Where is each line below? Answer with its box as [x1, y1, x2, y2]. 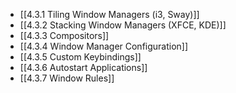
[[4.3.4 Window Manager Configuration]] [19, 40, 189, 52]
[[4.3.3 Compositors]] [19, 30, 110, 41]
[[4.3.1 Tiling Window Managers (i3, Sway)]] [19, 9, 200, 20]
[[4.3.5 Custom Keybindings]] [19, 51, 142, 63]
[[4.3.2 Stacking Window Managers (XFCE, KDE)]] [19, 19, 227, 31]
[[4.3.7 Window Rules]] [19, 72, 115, 84]
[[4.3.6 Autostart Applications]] [19, 62, 148, 73]
